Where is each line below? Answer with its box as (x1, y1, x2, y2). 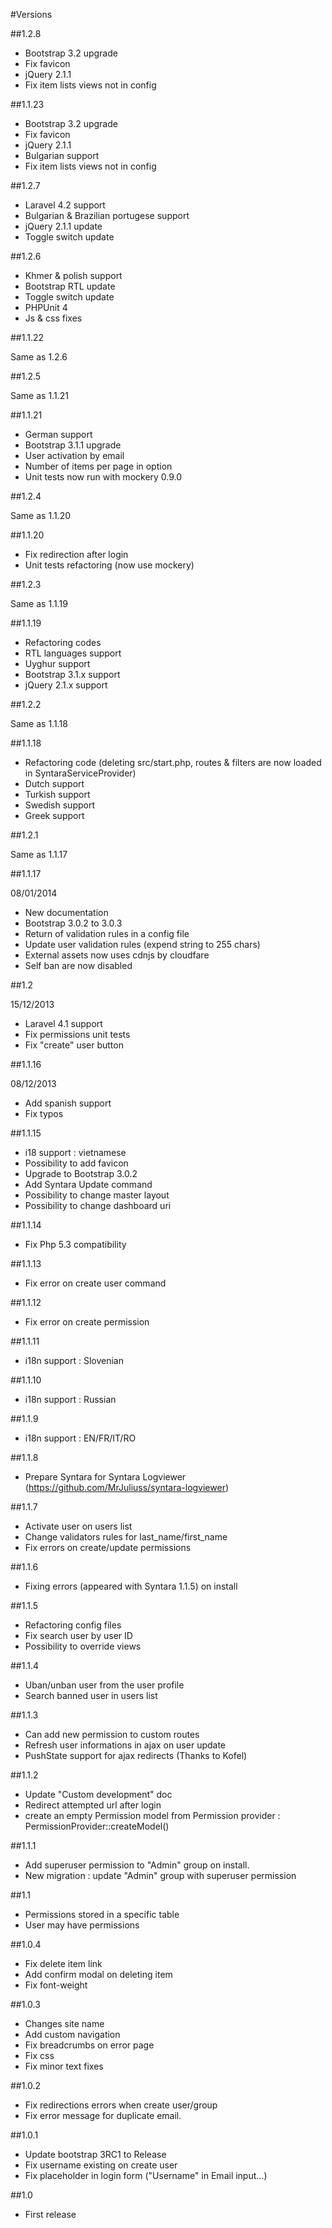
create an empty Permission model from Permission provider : (24, 1810, 281, 1821)
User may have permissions (24, 1919, 140, 1931)
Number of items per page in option (24, 460, 173, 472)
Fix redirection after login (24, 549, 129, 560)
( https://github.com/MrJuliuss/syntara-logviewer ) (24, 1482, 230, 1493)
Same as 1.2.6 (10, 351, 68, 363)
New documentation (24, 907, 109, 918)
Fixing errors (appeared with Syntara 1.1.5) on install (24, 1580, 238, 1592)
